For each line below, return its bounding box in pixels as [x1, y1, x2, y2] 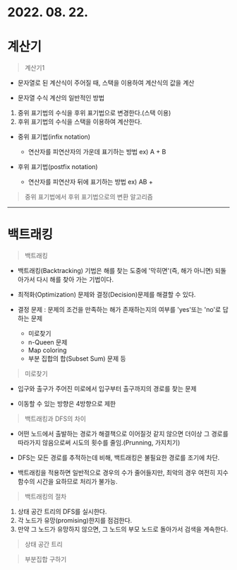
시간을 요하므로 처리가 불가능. [36, 477, 118, 486]
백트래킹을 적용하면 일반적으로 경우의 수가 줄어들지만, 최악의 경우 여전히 [17, 468, 216, 477]
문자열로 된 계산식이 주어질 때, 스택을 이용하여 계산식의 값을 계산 [17, 78, 195, 87]
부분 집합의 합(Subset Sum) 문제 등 [28, 354, 126, 363]
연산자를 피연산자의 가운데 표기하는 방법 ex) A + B [28, 148, 166, 156]
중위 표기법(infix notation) [17, 132, 90, 141]
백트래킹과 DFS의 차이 [24, 414, 87, 423]
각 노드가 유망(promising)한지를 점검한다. [17, 516, 133, 525]
